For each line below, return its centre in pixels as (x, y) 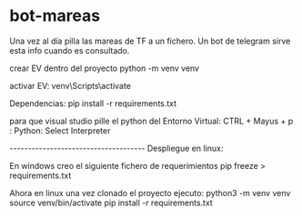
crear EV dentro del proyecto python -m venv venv (105, 68)
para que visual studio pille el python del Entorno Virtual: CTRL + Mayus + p (151, 121)
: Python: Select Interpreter (60, 130)
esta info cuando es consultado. (70, 50)
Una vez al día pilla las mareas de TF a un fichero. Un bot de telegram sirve (150, 41)
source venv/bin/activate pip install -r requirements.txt (111, 202)
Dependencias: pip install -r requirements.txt (93, 103)
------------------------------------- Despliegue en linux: (116, 148)
